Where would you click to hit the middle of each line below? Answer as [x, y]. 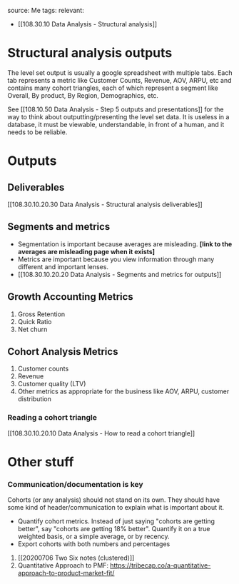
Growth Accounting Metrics [70, 297]
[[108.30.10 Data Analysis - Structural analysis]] [87, 24]
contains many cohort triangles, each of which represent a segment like [113, 88]
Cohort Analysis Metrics [63, 352]
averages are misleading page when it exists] [86, 251]
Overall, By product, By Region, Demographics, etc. [83, 95]
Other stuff [41, 462]
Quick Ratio [35, 321]
